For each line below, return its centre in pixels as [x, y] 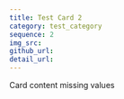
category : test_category [56, 26]
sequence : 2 [31, 34]
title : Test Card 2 [46, 18]
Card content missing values [62, 85]
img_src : [26, 43]
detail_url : [31, 59]
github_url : [31, 51]
